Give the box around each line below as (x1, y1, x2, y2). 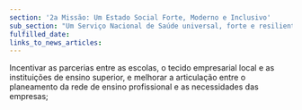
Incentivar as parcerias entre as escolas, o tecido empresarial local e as (9, 63, 275, 73)
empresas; (9, 91, 49, 102)
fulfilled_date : (9, 30, 70, 38)
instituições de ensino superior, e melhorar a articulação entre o (9, 72, 246, 83)
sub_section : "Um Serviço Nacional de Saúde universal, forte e (9, 21, 255, 30)
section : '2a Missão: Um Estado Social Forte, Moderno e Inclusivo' (9, 13, 271, 22)
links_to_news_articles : (9, 38, 102, 47)
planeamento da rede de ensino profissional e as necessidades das (9, 81, 259, 92)
